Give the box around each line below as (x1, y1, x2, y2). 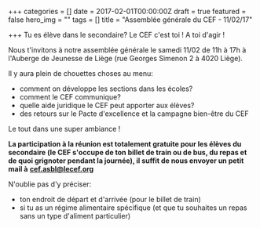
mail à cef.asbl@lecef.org (8, 165, 94, 173)
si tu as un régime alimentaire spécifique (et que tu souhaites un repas (19, 203, 247, 212)
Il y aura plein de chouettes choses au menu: (8, 69, 153, 78)
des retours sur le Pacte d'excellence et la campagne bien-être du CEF (19, 109, 249, 118)
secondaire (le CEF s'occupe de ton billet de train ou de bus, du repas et (8, 148, 247, 157)
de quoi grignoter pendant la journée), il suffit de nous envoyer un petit (8, 156, 244, 165)
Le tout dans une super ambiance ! (8, 125, 121, 133)
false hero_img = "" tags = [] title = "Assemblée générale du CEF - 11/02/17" (8, 15, 253, 24)
